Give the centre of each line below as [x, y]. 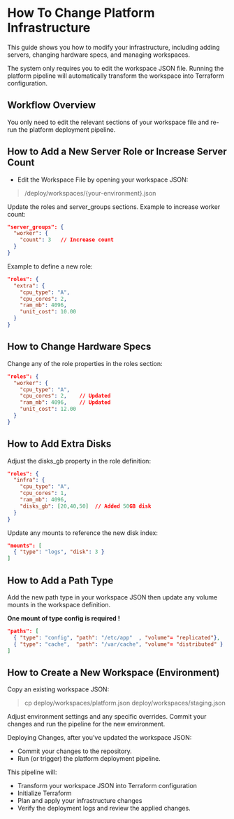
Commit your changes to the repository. [75, 751]
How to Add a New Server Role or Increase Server [117, 152]
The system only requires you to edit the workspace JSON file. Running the [116, 68]
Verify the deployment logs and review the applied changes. [104, 808]
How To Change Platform [81, 13]
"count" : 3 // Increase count [67, 240]
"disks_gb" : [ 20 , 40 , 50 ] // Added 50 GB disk [86, 506]
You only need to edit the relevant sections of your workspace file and [108, 122]
